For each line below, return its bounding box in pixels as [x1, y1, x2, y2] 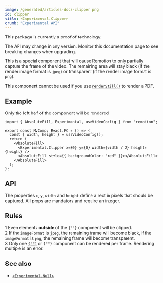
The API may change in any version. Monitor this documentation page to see [5, 43, 159, 49]
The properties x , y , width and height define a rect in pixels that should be [5, 192, 153, 198]
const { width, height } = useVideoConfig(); [9, 132, 104, 137]
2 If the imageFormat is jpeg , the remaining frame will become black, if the [5, 230, 152, 236]
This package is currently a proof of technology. [5, 34, 102, 40]
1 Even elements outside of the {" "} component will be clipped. [5, 225, 133, 230]
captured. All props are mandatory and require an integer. [5, 198, 121, 204]
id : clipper [5, 12, 29, 17]
